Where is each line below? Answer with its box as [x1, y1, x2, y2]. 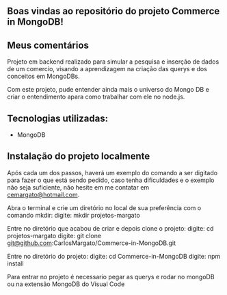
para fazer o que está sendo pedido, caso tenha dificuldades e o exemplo [7, 176, 215, 184]
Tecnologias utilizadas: [7, 112, 108, 124]
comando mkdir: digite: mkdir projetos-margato [7, 211, 140, 219]
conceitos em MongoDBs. [7, 72, 80, 81]
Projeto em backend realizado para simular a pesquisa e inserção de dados [7, 57, 219, 66]
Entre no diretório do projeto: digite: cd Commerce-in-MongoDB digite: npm [7, 252, 221, 260]
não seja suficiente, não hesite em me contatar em [7, 183, 150, 191]
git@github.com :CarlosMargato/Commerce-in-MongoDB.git [7, 239, 176, 247]
